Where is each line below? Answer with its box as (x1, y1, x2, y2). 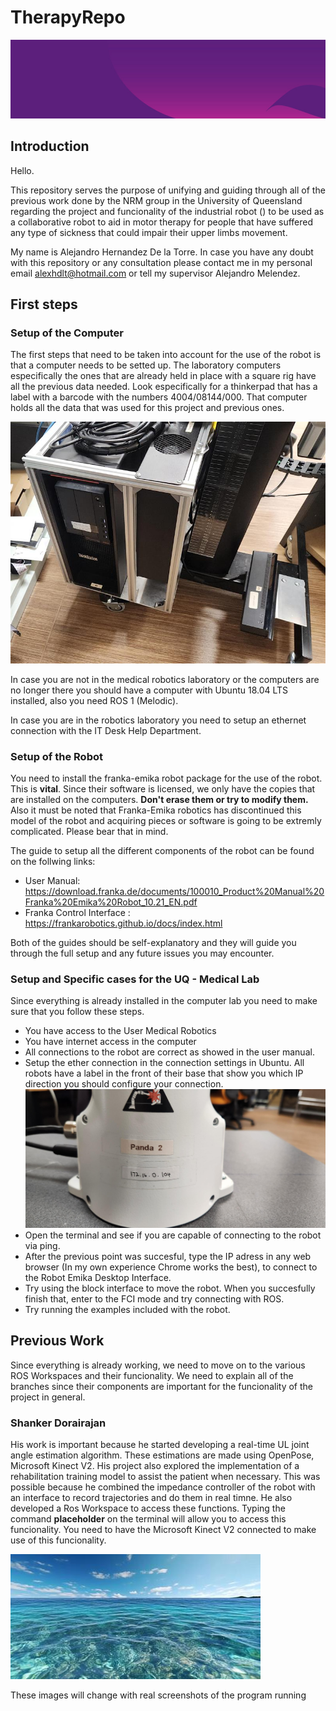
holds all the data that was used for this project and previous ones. (10, 402, 285, 414)
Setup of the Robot (10, 749, 103, 763)
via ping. (24, 1240, 61, 1252)
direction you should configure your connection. (24, 1078, 224, 1090)
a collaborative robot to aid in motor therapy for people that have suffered (10, 216, 314, 228)
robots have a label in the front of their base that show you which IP (24, 1067, 304, 1080)
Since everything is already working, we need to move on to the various (10, 1359, 306, 1371)
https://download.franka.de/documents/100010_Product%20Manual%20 (24, 885, 325, 897)
